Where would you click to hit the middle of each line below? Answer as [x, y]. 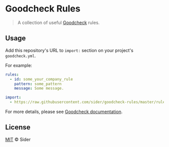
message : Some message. [39, 88]
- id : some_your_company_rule [41, 79]
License [18, 127]
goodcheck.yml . [21, 55]
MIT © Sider [18, 139]
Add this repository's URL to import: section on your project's [69, 50]
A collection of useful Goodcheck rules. [58, 22]
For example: [19, 65]
